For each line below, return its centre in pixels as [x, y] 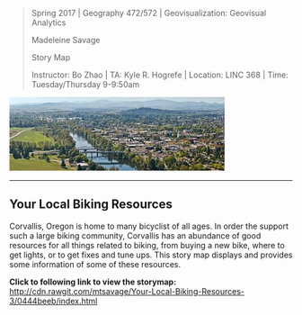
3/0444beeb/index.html [53, 301]
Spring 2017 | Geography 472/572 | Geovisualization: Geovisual [149, 13]
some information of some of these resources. [95, 264]
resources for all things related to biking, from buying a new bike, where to [147, 245]
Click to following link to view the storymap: [93, 282]
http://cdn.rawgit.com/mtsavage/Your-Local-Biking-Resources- [127, 291]
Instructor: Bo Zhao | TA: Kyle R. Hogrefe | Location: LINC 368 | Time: [160, 75]
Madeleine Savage [66, 40]
